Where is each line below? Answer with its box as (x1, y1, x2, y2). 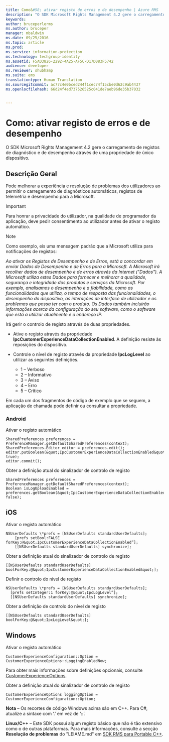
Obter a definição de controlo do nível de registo (6, 603, 106, 609)
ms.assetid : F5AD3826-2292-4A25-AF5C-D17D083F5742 (6, 59, 114, 64)
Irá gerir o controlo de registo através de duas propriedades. (6, 321, 131, 327)
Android (6, 415, 26, 422)
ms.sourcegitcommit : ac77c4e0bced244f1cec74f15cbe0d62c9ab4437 (6, 82, 141, 87)
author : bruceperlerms (6, 21, 53, 27)
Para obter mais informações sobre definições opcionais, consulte (6, 667, 143, 673)
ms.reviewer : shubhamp (6, 68, 53, 73)
